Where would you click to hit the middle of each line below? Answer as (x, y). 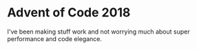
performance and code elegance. (54, 38)
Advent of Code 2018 (69, 13)
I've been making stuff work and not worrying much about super (98, 32)
